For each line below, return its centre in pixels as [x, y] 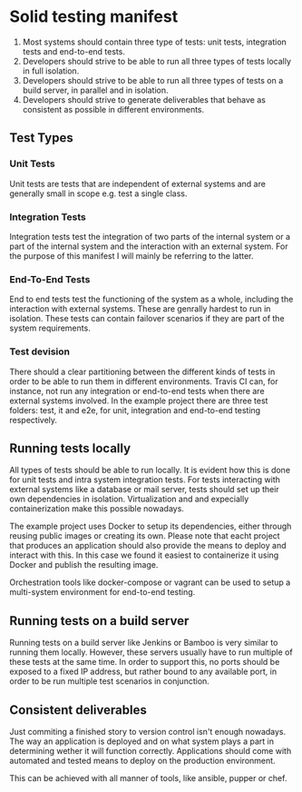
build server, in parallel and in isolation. [96, 90]
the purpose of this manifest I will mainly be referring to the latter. [132, 255]
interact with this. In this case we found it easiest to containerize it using [144, 555]
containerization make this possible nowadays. [97, 509]
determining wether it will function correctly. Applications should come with [151, 750]
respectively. [33, 420]
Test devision [40, 351]
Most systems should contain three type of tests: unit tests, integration [155, 42]
